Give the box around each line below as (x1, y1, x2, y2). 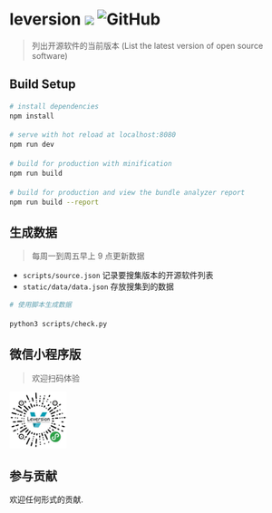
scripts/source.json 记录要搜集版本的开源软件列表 (22, 270, 214, 281)
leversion (9, 9, 82, 30)
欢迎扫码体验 (31, 373, 80, 383)
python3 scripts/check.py (9, 319, 107, 328)
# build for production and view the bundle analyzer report (9, 188, 246, 197)
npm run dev (9, 140, 54, 150)
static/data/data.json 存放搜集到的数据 (22, 281, 175, 292)
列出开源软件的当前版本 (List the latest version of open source (31, 40, 264, 51)
